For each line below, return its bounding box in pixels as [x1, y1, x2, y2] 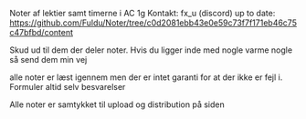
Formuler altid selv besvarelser [9, 82, 126, 92]
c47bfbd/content [9, 27, 74, 37]
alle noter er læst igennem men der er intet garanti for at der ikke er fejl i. [9, 72, 283, 83]
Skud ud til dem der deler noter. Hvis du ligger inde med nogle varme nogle [9, 45, 293, 55]
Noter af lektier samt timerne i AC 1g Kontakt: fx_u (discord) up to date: [9, 8, 276, 18]
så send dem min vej [9, 55, 88, 64]
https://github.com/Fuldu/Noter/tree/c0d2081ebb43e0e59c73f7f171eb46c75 [9, 17, 297, 28]
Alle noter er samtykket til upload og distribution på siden [9, 99, 226, 110]
